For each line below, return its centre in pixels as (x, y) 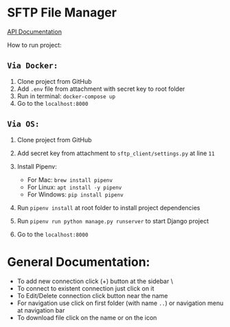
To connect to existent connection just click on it (85, 288)
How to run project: (34, 45)
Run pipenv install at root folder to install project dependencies (108, 207)
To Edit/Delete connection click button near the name (92, 295)
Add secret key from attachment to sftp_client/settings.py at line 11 (116, 153)
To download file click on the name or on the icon (87, 317)
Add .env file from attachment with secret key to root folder (101, 89)
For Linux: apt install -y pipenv (74, 187)
